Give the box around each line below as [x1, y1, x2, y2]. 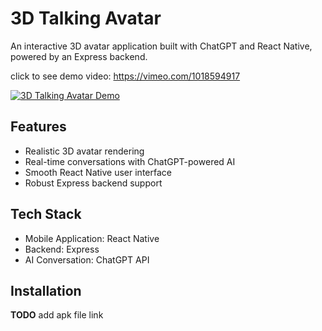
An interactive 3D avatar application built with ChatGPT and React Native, [10, 40, 313, 52]
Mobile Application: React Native [24, 232, 160, 244]
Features [10, 118, 67, 136]
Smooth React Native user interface [24, 166, 172, 178]
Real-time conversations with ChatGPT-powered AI [24, 155, 236, 167]
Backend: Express [24, 243, 100, 255]
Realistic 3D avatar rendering [24, 145, 145, 157]
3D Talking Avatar [10, 7, 162, 30]
